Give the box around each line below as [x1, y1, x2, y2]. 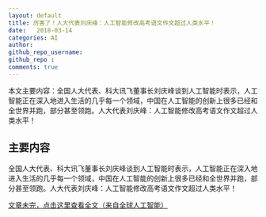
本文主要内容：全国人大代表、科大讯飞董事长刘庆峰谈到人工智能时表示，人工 [8, 86, 258, 95]
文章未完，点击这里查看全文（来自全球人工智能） [8, 200, 168, 210]
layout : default [8, 11, 62, 20]
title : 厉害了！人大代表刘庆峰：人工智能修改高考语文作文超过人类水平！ [8, 19, 216, 27]
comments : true [8, 63, 59, 71]
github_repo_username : [8, 48, 83, 56]
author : [8, 41, 34, 49]
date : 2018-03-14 [8, 26, 73, 34]
